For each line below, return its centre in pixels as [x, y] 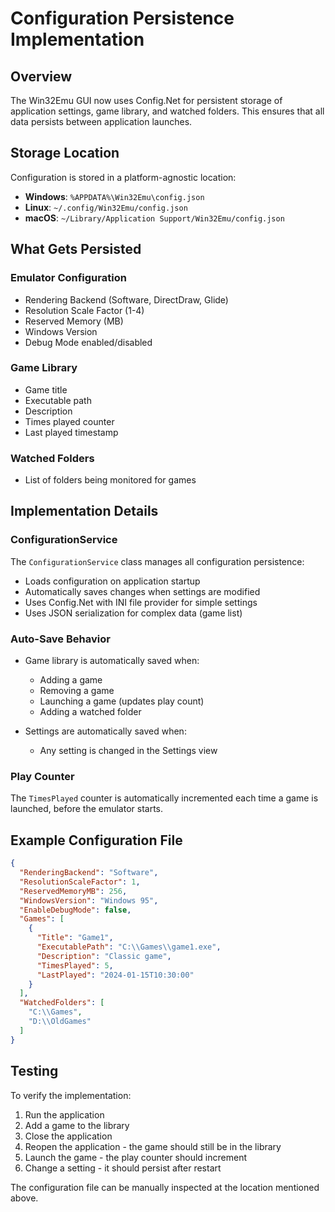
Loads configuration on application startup [112, 581]
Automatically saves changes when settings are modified [142, 591]
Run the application [64, 1114]
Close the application [68, 1136]
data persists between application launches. [101, 121]
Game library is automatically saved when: [112, 661]
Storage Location [65, 153]
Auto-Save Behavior [60, 639]
